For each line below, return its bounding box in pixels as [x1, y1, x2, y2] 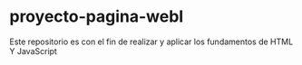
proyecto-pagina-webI [9, 6, 184, 27]
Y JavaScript [9, 45, 57, 56]
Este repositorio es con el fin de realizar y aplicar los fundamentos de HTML [9, 36, 294, 47]
